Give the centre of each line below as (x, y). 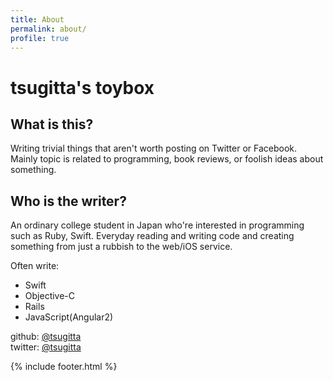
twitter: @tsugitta (46, 347)
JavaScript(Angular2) (69, 317)
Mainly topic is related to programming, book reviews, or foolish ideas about (167, 159)
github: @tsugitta (46, 337)
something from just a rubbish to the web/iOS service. (121, 247)
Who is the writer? (68, 201)
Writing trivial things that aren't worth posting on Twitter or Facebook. (154, 148)
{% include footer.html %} (64, 367)
